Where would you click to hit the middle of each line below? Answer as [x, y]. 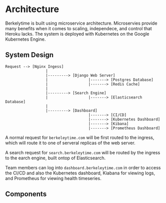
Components [26, 194]
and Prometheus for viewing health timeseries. [53, 178]
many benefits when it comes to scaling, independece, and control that [78, 28]
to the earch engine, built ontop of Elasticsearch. [55, 158]
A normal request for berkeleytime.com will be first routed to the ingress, [80, 137]
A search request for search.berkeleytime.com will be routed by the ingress [83, 152]
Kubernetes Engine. [26, 39]
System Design [29, 55]
